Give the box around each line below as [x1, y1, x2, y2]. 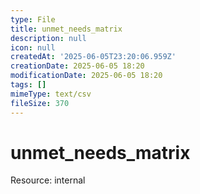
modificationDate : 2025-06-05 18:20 [10, 71, 163, 81]
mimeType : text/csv [10, 89, 92, 99]
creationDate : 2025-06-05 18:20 [10, 61, 145, 71]
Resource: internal [10, 174, 86, 186]
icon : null [10, 42, 56, 53]
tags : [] [10, 80, 47, 90]
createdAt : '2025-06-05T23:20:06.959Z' [10, 52, 177, 62]
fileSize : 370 [10, 98, 70, 108]
